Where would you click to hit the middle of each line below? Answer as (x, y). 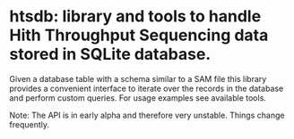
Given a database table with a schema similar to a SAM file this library (138, 78)
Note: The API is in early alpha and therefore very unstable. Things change (147, 115)
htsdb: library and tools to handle (135, 16)
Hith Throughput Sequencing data (139, 35)
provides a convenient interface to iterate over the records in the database (147, 88)
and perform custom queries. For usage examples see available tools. (138, 98)
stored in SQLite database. (110, 54)
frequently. (29, 124)
